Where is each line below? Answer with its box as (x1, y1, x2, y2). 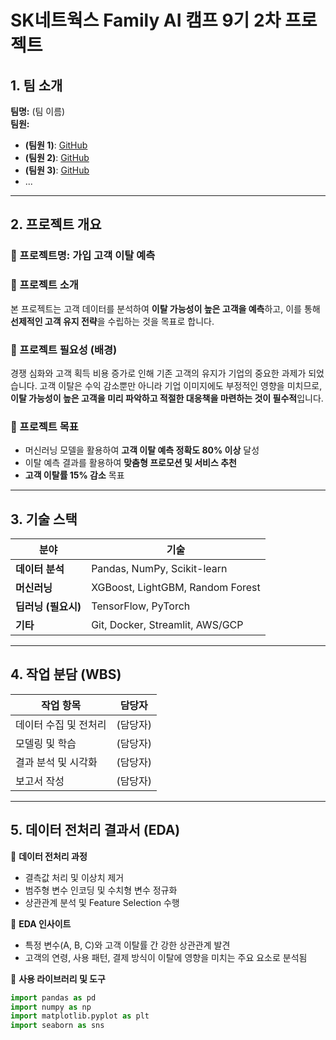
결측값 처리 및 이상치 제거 (24, 871, 125, 883)
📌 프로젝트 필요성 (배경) (10, 342, 118, 356)
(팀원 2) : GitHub (24, 152, 90, 163)
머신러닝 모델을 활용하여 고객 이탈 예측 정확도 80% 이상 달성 (24, 444, 260, 456)
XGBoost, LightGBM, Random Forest (91, 581, 261, 595)
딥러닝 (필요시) (15, 600, 82, 614)
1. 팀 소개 (10, 77, 63, 94)
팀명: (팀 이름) (10, 106, 66, 117)
